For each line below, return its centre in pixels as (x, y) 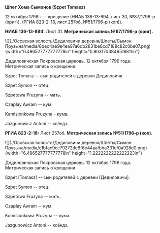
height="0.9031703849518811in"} (106, 51)
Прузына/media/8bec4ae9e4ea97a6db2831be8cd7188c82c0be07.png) (78, 46)
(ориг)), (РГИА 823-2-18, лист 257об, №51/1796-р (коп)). (64, 22)
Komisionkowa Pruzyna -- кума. (38, 216)
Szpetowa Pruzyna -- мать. (33, 95)
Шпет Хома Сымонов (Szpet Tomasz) (45, 7)
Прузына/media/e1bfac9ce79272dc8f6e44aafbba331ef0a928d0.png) (76, 148)
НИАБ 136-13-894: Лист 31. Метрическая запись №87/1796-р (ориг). (79, 31)
